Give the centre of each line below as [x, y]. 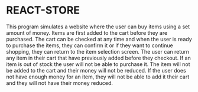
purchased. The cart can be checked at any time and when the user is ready [99, 39]
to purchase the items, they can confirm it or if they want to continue [90, 45]
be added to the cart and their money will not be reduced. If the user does [96, 70]
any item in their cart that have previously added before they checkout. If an [98, 58]
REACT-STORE [43, 10]
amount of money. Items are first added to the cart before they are [87, 32]
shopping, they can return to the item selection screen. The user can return [98, 51]
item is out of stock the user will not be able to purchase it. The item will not [98, 64]
